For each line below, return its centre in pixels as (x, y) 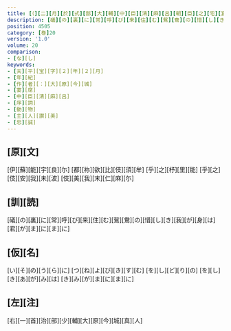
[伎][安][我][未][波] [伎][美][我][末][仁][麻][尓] (70, 178)
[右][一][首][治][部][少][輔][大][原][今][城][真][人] (75, 320)
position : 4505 (29, 26)
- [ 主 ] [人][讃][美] (33, 116)
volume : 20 (23, 45)
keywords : (21, 65)
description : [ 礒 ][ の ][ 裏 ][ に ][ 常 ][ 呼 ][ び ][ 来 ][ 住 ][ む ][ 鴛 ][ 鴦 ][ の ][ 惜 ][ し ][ (113, 20)
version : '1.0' (29, 39)
